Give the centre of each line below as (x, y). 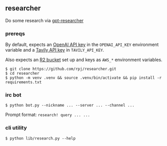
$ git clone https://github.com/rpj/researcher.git (61, 69)
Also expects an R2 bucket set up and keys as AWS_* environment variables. (84, 60)
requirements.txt (24, 82)
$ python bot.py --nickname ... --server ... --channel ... (70, 106)
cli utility (16, 128)
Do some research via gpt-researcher (45, 20)
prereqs (15, 33)
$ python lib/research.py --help (40, 138)
